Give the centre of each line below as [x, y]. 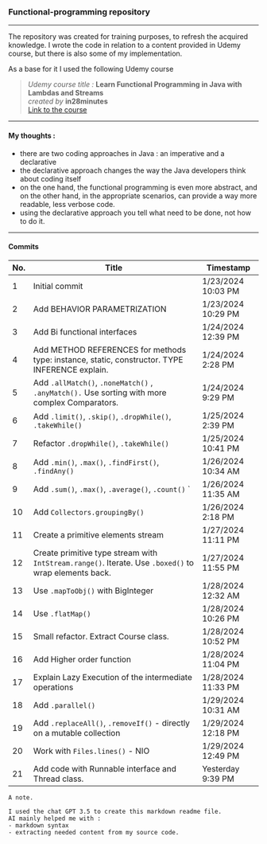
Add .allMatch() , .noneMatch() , [93, 382]
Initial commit [58, 286]
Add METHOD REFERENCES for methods [110, 350]
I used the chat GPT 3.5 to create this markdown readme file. [115, 811]
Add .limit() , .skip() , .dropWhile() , [102, 416]
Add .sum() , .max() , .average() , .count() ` [112, 489]
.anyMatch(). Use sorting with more [100, 393]
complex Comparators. [76, 402]
